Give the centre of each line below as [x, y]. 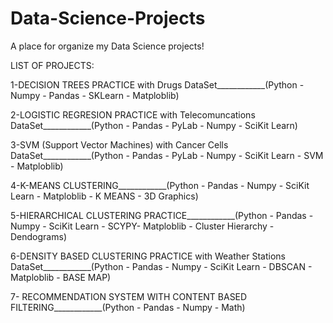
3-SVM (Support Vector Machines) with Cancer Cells [119, 144]
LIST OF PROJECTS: [52, 65]
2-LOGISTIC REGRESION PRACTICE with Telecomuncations [133, 114]
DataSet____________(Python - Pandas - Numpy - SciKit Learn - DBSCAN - [161, 266]
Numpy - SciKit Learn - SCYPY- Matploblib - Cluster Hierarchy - [142, 226]
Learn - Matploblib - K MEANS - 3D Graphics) [104, 196]
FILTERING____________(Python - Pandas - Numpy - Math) [128, 307]
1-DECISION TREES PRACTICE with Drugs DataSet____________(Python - [157, 84]
